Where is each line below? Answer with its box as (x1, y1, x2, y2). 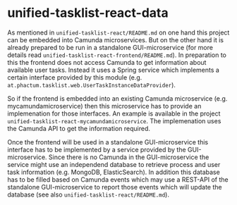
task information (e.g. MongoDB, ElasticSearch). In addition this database (7, 168, 220, 176)
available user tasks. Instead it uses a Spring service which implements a (7, 66, 220, 74)
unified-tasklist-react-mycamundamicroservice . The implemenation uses (7, 116, 221, 125)
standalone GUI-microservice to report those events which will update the (7, 182, 222, 191)
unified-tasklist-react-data (7, 5, 169, 21)
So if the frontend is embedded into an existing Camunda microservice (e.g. (7, 94, 228, 103)
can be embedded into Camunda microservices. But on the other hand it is (7, 35, 224, 44)
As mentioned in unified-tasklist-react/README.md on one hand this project (7, 28, 230, 37)
